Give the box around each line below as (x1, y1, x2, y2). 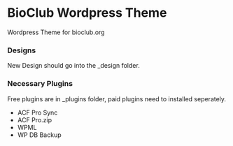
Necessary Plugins (7, 79, 73, 89)
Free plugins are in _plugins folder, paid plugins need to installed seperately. (7, 94, 226, 103)
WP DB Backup (17, 131, 62, 139)
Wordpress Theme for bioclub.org (7, 28, 105, 36)
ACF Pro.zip (17, 115, 52, 124)
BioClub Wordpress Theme (7, 5, 167, 21)
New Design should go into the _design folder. (7, 61, 140, 70)
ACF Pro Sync (17, 108, 58, 117)
